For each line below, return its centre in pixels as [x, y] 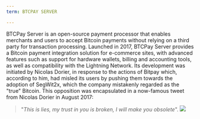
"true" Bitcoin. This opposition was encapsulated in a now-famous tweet [95, 90]
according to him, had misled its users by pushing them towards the [90, 78]
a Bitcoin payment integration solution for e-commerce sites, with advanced [99, 53]
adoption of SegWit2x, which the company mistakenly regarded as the [93, 84]
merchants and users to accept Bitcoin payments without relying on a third [98, 40]
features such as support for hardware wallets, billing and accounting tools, [99, 59]
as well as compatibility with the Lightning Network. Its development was [96, 65]
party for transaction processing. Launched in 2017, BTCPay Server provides [100, 46]
